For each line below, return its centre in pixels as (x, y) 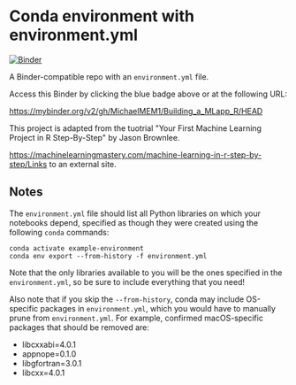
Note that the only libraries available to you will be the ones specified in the (146, 273)
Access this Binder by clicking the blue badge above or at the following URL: (148, 94)
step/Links (28, 164)
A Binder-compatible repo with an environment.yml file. (109, 76)
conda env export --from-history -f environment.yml (108, 256)
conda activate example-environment (76, 248)
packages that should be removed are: (80, 327)
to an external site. (83, 164)
